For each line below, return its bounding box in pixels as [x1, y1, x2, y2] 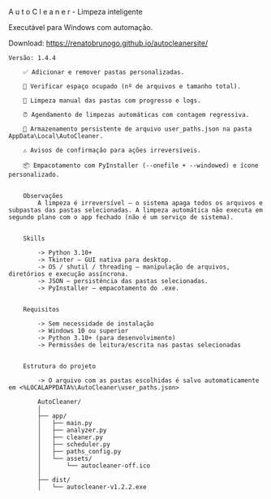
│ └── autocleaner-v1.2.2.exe [37, 483, 148, 491]
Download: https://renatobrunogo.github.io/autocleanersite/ [8, 38, 209, 48]
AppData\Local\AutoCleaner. [8, 132, 104, 140]
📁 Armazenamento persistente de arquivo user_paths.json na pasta [23, 125, 252, 133]
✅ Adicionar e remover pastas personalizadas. [23, 68, 185, 76]
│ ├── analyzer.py [37, 426, 107, 434]
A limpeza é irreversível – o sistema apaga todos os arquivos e [37, 199, 264, 207]
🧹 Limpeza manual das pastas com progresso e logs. [23, 97, 201, 105]
